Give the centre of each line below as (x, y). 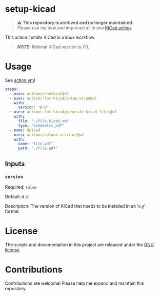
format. (12, 211)
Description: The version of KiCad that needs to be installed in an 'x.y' (75, 206)
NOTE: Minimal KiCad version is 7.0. (53, 47)
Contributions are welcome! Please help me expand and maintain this (75, 283)
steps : (12, 89)
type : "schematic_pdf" (41, 125)
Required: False (21, 187)
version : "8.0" (33, 107)
